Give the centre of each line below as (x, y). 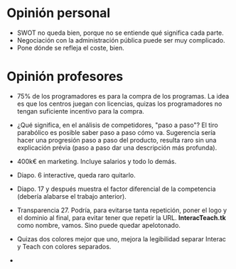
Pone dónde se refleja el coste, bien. (71, 48)
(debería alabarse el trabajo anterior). (72, 196)
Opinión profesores (65, 77)
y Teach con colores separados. (64, 246)
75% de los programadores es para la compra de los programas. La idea (123, 96)
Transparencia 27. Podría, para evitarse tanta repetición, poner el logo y (122, 210)
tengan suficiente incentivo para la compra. (81, 111)
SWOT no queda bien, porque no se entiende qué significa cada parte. (120, 33)
